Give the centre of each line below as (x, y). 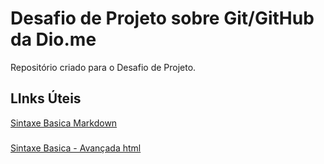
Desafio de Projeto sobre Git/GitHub (162, 18)
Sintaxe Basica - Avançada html (76, 148)
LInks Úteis (46, 98)
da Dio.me (53, 39)
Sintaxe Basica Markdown (64, 123)
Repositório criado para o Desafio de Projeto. (103, 67)
